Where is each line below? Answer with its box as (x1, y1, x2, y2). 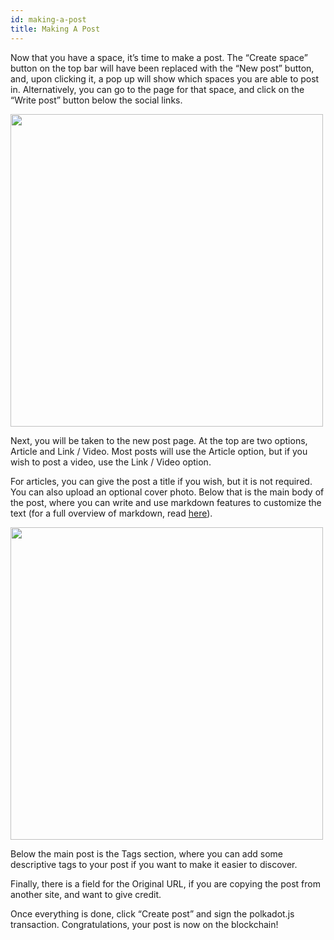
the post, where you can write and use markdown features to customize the (10, 496, 322, 508)
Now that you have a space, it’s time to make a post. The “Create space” (10, 51, 308, 63)
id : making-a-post (10, 14, 87, 25)
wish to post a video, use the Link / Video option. (10, 456, 212, 468)
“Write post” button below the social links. (10, 94, 183, 106)
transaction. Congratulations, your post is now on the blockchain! (10, 918, 279, 930)
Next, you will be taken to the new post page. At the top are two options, (10, 434, 308, 446)
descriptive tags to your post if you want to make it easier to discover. (10, 858, 298, 870)
